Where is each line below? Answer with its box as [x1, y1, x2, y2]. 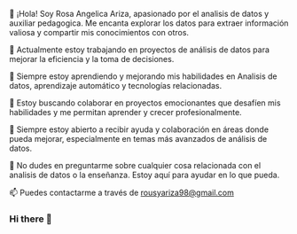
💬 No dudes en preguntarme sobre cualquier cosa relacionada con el [9, 160, 262, 170]
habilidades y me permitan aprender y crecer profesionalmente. [9, 107, 242, 117]
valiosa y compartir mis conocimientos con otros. [9, 27, 189, 37]
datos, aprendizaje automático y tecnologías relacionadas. [9, 81, 223, 90]
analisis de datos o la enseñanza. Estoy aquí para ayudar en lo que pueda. [9, 169, 280, 180]
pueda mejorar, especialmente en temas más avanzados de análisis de [9, 134, 268, 144]
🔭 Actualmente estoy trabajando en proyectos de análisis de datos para [9, 44, 270, 55]
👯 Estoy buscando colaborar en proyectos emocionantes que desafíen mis [9, 97, 281, 108]
